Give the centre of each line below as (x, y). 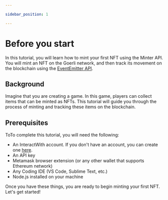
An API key (24, 155)
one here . (22, 150)
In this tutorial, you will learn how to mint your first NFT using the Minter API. (84, 57)
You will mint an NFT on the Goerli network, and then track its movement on (84, 63)
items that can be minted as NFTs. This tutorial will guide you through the (81, 102)
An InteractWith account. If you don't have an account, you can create (85, 145)
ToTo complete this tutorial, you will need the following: (62, 135)
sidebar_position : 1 (27, 14)
